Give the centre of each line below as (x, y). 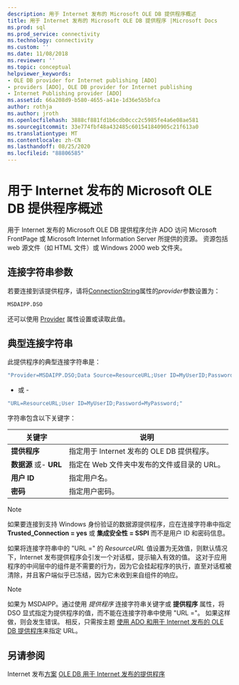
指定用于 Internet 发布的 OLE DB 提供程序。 (141, 452)
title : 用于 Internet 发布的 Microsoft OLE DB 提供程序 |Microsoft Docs (113, 21)
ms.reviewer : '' (31, 61)
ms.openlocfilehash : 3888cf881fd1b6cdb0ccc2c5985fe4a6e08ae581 (103, 120)
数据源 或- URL (37, 465)
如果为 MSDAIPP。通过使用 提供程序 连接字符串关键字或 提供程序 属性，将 (116, 604)
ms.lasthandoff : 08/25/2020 (49, 147)
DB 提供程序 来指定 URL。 (44, 631)
